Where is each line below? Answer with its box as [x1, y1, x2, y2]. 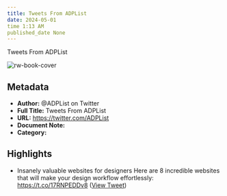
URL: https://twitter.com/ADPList [16, 114, 109, 122]
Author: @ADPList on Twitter [16, 99, 100, 108]
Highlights [7, 148, 53, 160]
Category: [16, 128, 47, 137]
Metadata [7, 81, 49, 93]
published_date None [7, 29, 66, 36]
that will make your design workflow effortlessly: [16, 173, 154, 182]
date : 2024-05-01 [7, 16, 57, 23]
